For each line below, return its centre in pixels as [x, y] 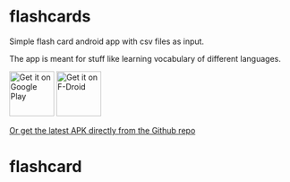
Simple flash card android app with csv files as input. [107, 41]
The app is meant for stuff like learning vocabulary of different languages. [145, 58]
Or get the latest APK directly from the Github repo [102, 130]
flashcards [50, 17]
